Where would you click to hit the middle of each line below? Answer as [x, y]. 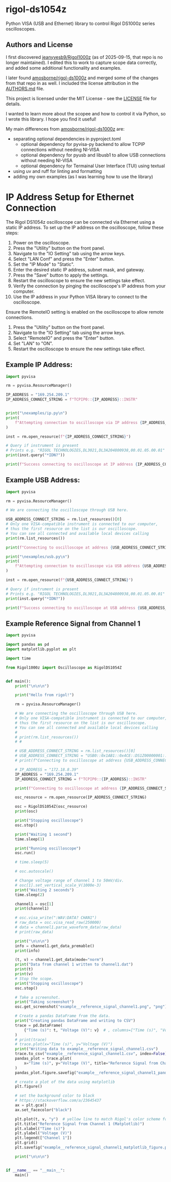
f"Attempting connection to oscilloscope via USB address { [80, 566]
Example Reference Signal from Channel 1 [73, 624]
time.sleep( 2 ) [30, 895]
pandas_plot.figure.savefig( [46, 1073]
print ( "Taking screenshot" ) [44, 1002]
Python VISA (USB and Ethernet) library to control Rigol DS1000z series [80, 23]
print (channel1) [32, 908]
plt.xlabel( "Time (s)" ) [40, 1129]
